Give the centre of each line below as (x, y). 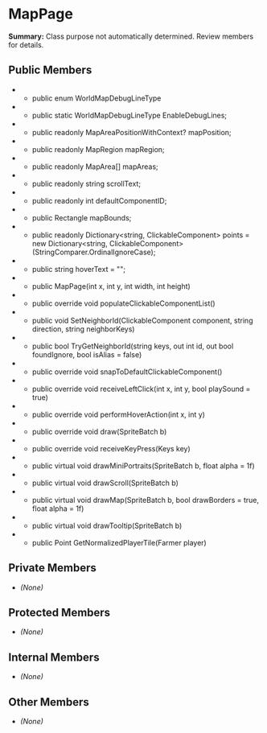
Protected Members (60, 612)
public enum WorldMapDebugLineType (97, 98)
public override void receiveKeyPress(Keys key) (111, 448)
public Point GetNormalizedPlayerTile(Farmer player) (119, 542)
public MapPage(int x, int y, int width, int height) (111, 286)
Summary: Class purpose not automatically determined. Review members (131, 36)
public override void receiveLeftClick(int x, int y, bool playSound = (141, 389)
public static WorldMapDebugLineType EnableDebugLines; (129, 115)
